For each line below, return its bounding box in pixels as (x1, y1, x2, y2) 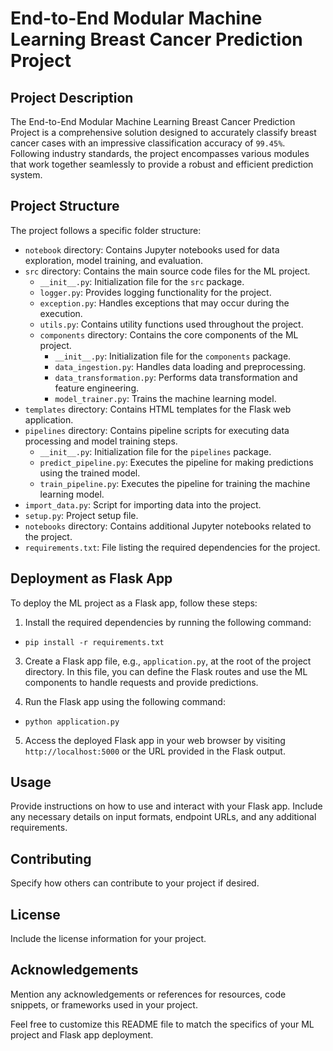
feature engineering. (54, 382, 140, 394)
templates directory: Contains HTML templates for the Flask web (24, 403, 292, 415)
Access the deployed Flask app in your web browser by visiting (24, 734, 286, 746)
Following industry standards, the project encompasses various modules (10, 148, 310, 159)
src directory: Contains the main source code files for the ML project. (24, 265, 311, 277)
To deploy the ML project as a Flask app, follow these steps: (10, 597, 258, 609)
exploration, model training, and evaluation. (24, 254, 204, 266)
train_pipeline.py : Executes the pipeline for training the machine (39, 477, 311, 489)
